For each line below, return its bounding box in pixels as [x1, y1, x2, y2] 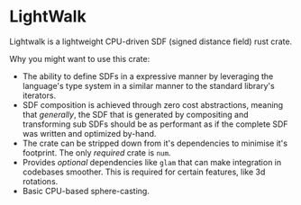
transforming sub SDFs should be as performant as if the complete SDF [22, 119, 288, 129]
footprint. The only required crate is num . [22, 147, 171, 158]
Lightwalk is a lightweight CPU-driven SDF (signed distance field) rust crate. [9, 36, 293, 47]
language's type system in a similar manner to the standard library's [22, 80, 275, 91]
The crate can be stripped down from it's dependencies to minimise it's [22, 138, 288, 148]
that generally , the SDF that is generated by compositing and [22, 109, 249, 120]
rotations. [22, 175, 59, 186]
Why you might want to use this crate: [9, 53, 150, 64]
